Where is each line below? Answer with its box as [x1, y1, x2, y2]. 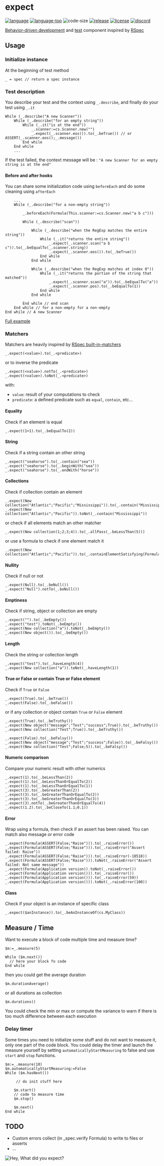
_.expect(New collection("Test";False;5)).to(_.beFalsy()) [5, 744, 128, 749]
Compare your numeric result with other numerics [5, 766, 106, 772]
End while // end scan [22, 301, 69, 306]
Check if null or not [5, 573, 43, 579]
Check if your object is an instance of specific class [5, 901, 109, 907]
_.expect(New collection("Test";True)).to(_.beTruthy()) [5, 727, 123, 732]
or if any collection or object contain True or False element [5, 709, 123, 715]
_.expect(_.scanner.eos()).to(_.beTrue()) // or [31, 131, 132, 136]
